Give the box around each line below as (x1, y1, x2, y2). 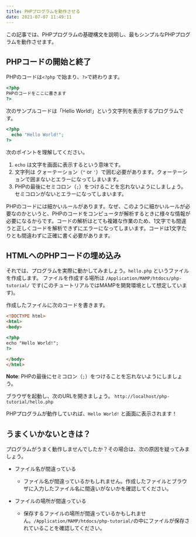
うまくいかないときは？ (6, 429, 91, 439)
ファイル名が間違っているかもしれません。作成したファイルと (23, 478, 172, 485)
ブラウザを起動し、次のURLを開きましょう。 (6, 393, 114, 400)
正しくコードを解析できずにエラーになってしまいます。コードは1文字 (16, 225, 182, 232)
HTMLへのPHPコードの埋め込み (6, 250, 122, 260)
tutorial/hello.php (6, 399, 54, 405)
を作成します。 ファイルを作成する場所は (6, 274, 105, 281)
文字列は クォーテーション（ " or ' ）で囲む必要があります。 (14, 168, 157, 175)
